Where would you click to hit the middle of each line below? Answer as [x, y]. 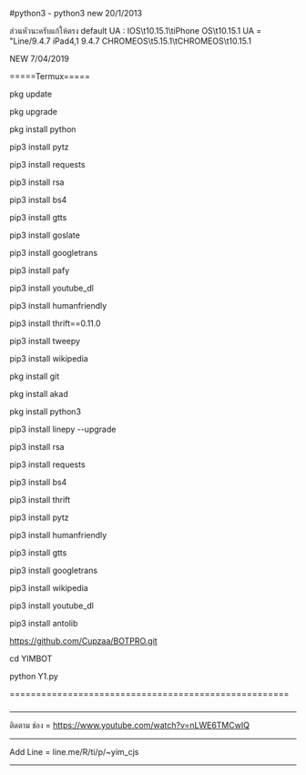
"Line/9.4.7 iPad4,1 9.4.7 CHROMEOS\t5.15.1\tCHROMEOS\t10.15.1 [131, 41]
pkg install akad [39, 394]
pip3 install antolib [44, 623]
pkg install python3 [46, 412]
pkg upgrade [33, 112]
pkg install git [35, 376]
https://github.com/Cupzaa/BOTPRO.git [83, 641]
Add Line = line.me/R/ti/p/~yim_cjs [74, 751]
